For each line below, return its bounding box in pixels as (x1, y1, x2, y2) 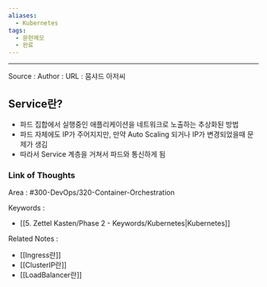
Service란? (8, 97, 64, 111)
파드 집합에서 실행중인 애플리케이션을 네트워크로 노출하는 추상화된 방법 (19, 119, 239, 129)
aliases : (8, 11, 37, 20)
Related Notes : (8, 234, 59, 243)
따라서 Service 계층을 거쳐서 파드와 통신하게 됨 (19, 149, 166, 159)
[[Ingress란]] (19, 250, 61, 260)
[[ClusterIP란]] (19, 260, 68, 270)
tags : (8, 26, 26, 34)
